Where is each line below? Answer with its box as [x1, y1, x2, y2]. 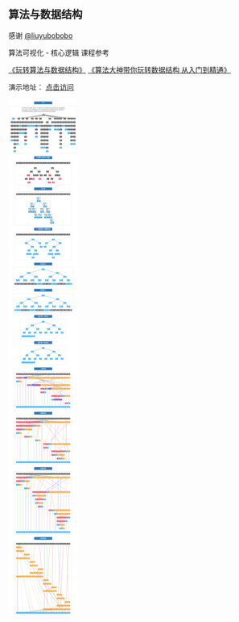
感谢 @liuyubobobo [8, 31, 73, 40]
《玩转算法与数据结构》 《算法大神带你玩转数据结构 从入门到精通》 [8, 65, 231, 74]
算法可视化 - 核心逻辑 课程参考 [8, 48, 110, 57]
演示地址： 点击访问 [8, 81, 74, 91]
